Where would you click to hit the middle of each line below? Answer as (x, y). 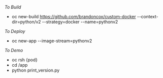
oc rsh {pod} (25, 60)
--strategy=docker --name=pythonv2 (80, 22)
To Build (13, 7)
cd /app (20, 65)
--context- (148, 16)
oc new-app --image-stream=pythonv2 (52, 41)
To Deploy (15, 31)
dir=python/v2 (26, 22)
